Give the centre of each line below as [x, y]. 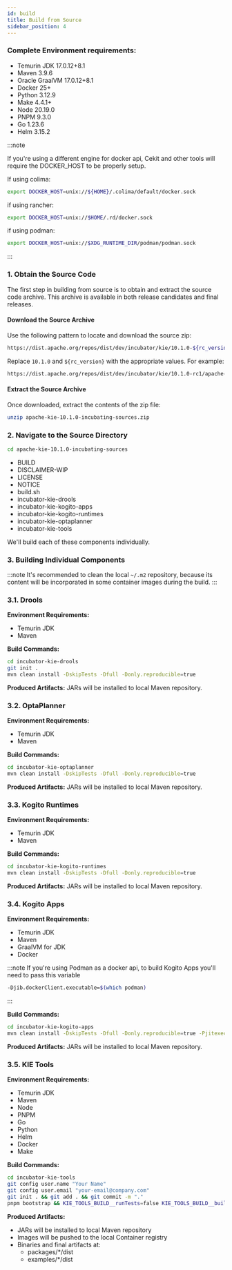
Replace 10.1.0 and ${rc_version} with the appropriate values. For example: [116, 361]
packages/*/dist [50, 1252]
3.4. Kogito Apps [36, 904]
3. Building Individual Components [66, 560]
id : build [21, 13]
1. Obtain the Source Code [52, 275]
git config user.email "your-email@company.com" [78, 1191]
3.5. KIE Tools [30, 1064]
